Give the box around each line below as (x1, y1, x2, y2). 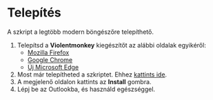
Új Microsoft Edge (27, 63, 79, 71)
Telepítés (7, 5, 62, 21)
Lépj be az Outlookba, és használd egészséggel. (17, 85, 156, 93)
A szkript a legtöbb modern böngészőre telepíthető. (7, 28, 154, 36)
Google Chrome (27, 55, 73, 63)
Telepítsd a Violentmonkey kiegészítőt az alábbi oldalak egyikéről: (17, 41, 207, 49)
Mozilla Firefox (27, 48, 70, 57)
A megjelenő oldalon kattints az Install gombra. (17, 77, 152, 86)
